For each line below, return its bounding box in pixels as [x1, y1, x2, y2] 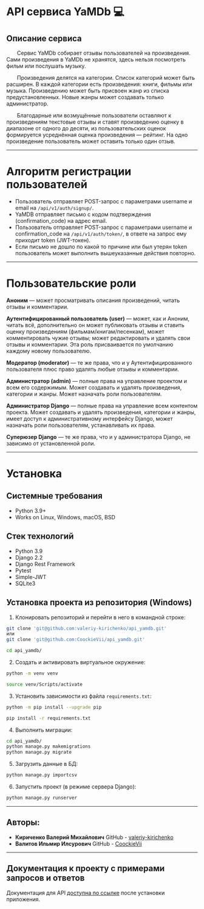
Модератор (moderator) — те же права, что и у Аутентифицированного [6, 359, 192, 366]
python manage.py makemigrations [6, 743, 91, 749]
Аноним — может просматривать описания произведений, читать [6, 297, 180, 304]
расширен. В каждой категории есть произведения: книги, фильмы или [6, 80, 192, 88]
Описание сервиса [6, 33, 82, 43]
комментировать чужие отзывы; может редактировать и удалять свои [6, 334, 190, 342]
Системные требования [6, 491, 103, 501]
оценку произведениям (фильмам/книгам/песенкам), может [6, 328, 165, 335]
